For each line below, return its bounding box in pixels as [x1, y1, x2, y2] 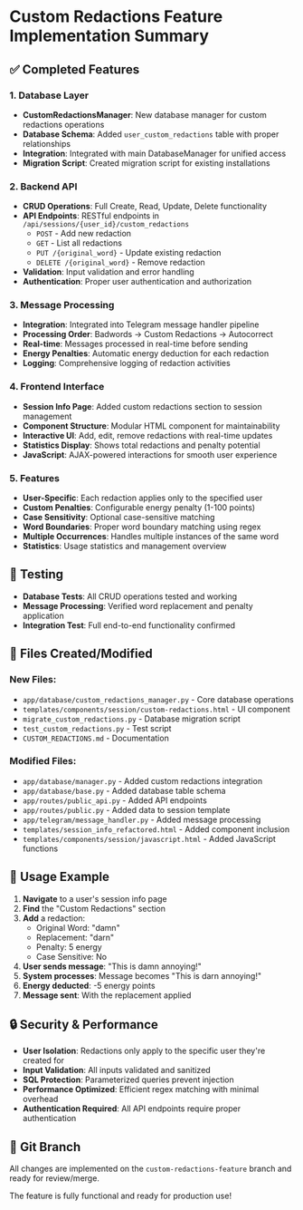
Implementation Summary [9, 25, 210, 46]
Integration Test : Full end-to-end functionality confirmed [22, 619, 236, 631]
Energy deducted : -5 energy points [22, 980, 156, 991]
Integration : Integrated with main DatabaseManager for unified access [22, 148, 287, 159]
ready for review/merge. [9, 1173, 99, 1184]
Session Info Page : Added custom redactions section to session [22, 401, 262, 411]
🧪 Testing [9, 566, 64, 582]
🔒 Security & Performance [9, 1017, 158, 1032]
